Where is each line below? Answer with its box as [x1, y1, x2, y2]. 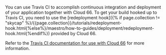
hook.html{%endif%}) [5, 31, 50, 36]
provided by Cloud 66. [51, 31, 97, 36]
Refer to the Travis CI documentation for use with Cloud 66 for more [5, 40, 145, 46]
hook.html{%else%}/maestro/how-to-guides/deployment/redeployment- [5, 25, 154, 31]
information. [5, 46, 30, 51]
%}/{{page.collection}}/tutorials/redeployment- [25, 20, 122, 26]
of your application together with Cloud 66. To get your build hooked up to [5, 9, 158, 15]
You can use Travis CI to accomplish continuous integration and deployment [5, 4, 162, 10]
